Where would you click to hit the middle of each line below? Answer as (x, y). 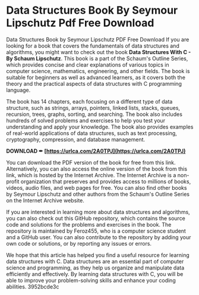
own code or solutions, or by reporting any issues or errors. (79, 243)
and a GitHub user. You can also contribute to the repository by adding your (99, 237)
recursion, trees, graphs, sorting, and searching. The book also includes (94, 114)
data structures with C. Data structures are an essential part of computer (95, 261)
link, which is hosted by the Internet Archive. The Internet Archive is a (91, 175)
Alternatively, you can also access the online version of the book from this (97, 169)
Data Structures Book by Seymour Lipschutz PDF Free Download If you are (98, 39)
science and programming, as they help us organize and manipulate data (95, 268)
